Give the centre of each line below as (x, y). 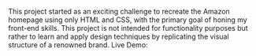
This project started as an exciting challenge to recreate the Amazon (119, 11)
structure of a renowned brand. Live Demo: (78, 45)
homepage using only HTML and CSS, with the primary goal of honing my (128, 20)
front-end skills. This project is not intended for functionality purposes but (128, 28)
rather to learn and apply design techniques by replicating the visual (119, 36)
